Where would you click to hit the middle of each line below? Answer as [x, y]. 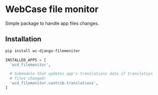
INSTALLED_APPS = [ [26, 60]
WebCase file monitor [52, 9]
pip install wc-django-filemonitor [43, 51]
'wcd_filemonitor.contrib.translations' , [54, 83]
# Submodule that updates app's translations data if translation [81, 74]
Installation [23, 39]
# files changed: [28, 79]
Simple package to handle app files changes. [52, 23]
